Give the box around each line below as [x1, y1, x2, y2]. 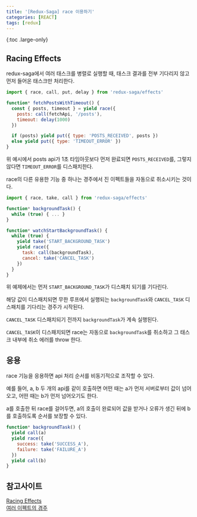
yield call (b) [11, 457, 46, 463]
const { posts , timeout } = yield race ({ [11, 105, 116, 111]
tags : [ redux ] [6, 20, 42, 26]
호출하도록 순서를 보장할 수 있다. [12, 412, 87, 420]
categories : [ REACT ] [6, 14, 58, 20]
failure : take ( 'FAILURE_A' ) [17, 446, 86, 453]
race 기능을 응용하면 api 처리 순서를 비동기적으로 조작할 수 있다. [6, 372, 155, 379]
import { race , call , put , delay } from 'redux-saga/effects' [6, 89, 164, 95]
